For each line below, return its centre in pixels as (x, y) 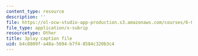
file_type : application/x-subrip (47, 28)
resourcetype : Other (32, 33)
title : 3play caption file (39, 38)
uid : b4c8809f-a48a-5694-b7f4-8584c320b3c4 (60, 44)
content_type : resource (35, 11)
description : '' (26, 17)
